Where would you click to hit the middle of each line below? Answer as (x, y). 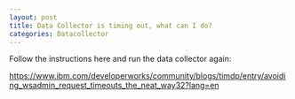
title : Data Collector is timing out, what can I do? (111, 26)
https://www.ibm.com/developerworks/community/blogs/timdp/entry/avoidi (147, 76)
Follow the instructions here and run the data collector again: (120, 59)
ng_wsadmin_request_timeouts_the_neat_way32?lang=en (114, 86)
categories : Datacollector (59, 34)
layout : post (33, 17)
